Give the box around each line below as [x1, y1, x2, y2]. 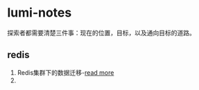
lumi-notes [7, 5, 72, 21]
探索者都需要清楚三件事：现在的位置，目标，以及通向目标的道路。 [7, 28, 196, 37]
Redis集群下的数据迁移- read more [17, 68, 114, 77]
